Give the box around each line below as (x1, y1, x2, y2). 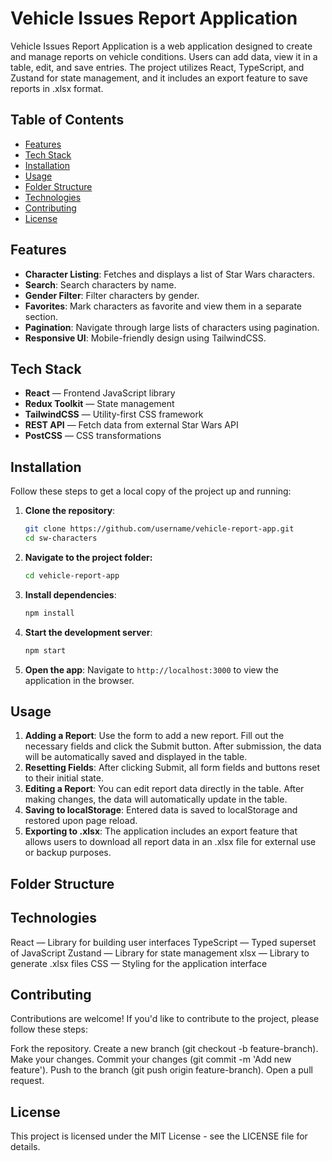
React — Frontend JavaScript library (24, 387, 176, 399)
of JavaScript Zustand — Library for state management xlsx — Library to (10, 947, 310, 959)
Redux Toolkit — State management (24, 398, 175, 410)
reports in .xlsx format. (10, 82, 104, 94)
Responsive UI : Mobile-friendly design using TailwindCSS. (24, 332, 267, 344)
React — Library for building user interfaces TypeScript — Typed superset (10, 936, 317, 948)
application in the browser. (24, 674, 135, 686)
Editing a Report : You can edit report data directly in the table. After (24, 783, 305, 795)
